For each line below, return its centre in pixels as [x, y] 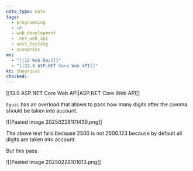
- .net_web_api [30, 39]
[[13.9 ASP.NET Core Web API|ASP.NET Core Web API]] [73, 93]
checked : [17, 76]
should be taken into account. [42, 111]
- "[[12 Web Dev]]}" [36, 60]
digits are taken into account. [41, 139]
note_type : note [26, 11]
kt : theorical [23, 71]
